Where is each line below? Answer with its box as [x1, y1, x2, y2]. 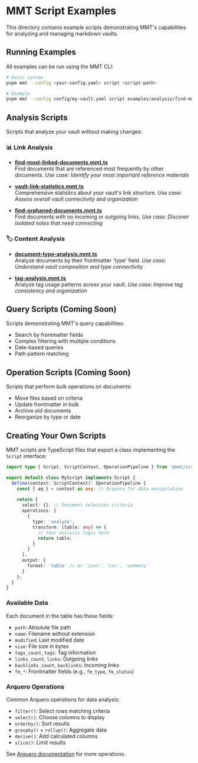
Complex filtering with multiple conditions [14, 337, 116, 345]
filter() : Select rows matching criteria [14, 707, 110, 714]
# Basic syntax [6, 74, 44, 81]
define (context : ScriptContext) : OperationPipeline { [11, 480, 146, 486]
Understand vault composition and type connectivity [14, 263, 143, 270]
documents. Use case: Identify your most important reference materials [14, 172, 190, 179]
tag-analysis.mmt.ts [14, 274, 67, 282]
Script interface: [6, 453, 47, 460]
